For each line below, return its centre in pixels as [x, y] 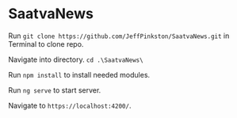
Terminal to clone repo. [46, 44]
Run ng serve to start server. [55, 90]
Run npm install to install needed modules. [79, 74]
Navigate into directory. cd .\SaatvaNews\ [76, 59]
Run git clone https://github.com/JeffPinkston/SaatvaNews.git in [119, 36]
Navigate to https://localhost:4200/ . [70, 105]
